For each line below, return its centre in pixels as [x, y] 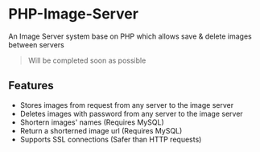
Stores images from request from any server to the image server [127, 105]
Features [31, 86]
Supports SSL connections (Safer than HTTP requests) [111, 139]
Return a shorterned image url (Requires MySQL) [101, 130]
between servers [36, 44]
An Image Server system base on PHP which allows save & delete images [130, 36]
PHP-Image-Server [74, 14]
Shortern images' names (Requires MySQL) [92, 122]
